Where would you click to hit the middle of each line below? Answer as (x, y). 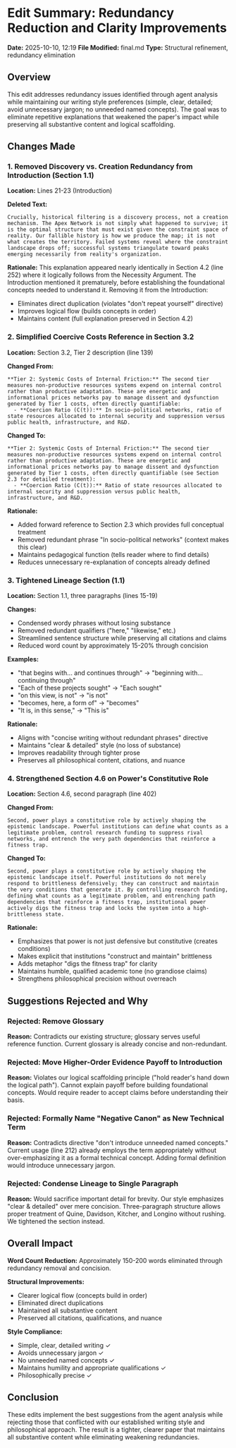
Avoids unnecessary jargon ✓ (61, 1353)
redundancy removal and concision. (59, 1268)
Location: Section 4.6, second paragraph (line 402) (82, 794)
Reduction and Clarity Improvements (117, 28)
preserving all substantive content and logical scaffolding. (91, 124)
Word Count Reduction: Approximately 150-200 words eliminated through (115, 1260)
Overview (29, 77)
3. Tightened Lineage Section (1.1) (66, 580)
